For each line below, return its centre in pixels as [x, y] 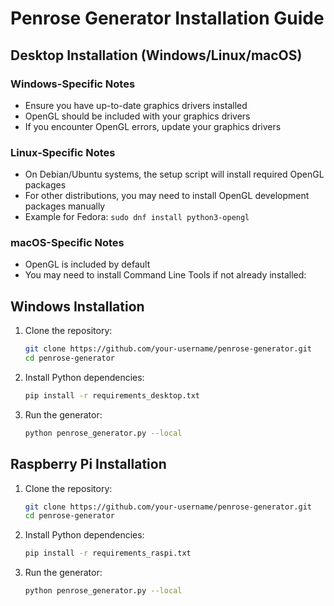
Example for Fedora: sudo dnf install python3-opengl [137, 217]
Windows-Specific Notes [73, 84]
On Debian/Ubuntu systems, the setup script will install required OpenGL [174, 174]
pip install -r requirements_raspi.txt [108, 553]
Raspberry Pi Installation [88, 464]
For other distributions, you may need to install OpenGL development [167, 196]
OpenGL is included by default [87, 264]
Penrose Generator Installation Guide [167, 18]
